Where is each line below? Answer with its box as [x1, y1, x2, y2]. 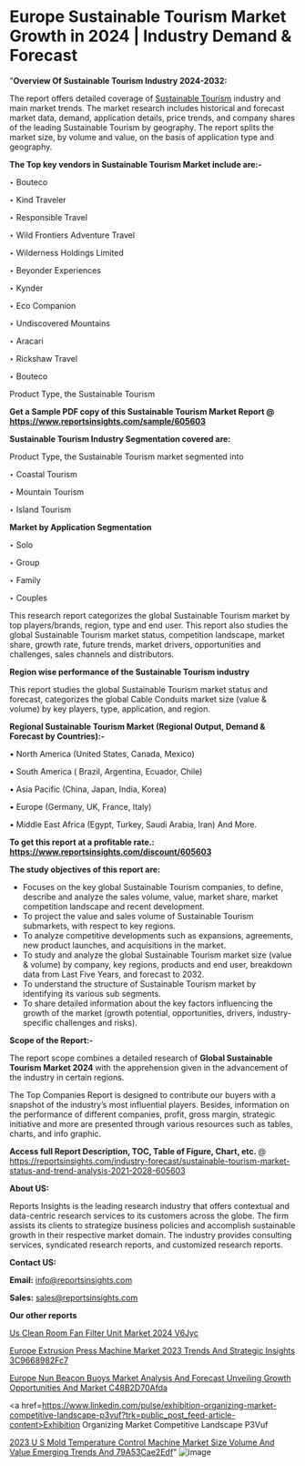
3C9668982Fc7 [9, 1355, 69, 1366]
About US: [9, 1183, 50, 1194]
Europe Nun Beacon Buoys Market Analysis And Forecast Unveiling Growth [9, 1372, 291, 1383]
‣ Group [9, 557, 40, 568]
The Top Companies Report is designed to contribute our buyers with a [9, 1089, 276, 1100]
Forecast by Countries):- [9, 731, 105, 742]
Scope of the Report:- [9, 1034, 94, 1045]
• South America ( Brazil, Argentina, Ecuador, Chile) [9, 765, 203, 776]
